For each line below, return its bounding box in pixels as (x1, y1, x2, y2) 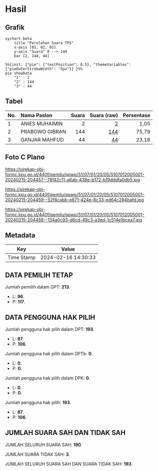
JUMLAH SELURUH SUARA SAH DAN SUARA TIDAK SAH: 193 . (5, 461, 133, 467)
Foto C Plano (5, 153, 45, 162)
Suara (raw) (89, 112, 118, 119)
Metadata (5, 231, 36, 240)
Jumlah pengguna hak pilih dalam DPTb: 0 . (5, 351, 93, 357)
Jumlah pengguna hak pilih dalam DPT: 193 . (5, 326, 95, 332)
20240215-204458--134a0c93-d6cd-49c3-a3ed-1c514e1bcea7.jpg (5, 216, 142, 223)
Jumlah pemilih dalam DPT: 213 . (5, 284, 71, 290)
